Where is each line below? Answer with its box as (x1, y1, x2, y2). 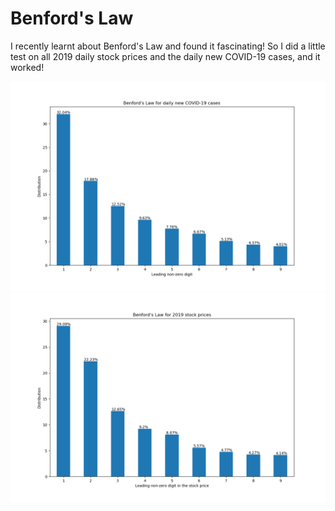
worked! (10, 61, 45, 73)
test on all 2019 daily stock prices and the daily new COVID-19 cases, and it (10, 50, 321, 62)
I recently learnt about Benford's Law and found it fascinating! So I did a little (10, 40, 326, 52)
